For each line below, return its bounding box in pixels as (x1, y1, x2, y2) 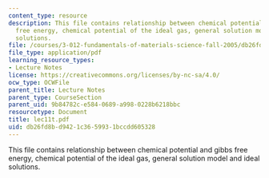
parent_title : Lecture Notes (8, 85, 106, 94)
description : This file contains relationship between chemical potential (8, 19, 263, 27)
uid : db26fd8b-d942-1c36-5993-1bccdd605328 (8, 123, 156, 131)
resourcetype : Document (8, 109, 88, 117)
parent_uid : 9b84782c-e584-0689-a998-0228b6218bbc (8, 101, 181, 109)
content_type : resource (8, 11, 88, 20)
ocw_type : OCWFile (8, 78, 70, 86)
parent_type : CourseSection (8, 93, 102, 101)
